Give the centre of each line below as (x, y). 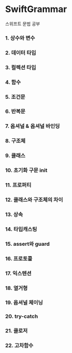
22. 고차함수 (19, 345)
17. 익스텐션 (18, 273)
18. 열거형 (16, 288)
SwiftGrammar (36, 9)
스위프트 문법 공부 (22, 24)
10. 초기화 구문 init (26, 170)
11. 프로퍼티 (18, 185)
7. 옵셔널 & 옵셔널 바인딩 (32, 126)
